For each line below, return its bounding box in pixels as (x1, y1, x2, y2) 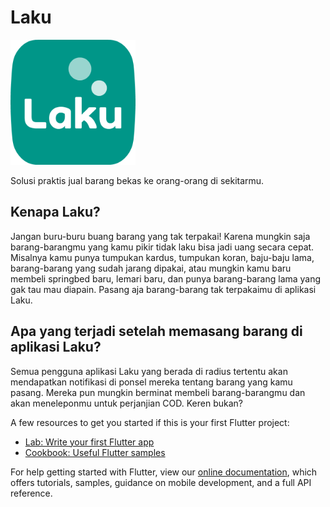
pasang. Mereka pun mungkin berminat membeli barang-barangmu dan (10, 386, 306, 398)
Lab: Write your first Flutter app (24, 436, 155, 448)
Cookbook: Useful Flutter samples (24, 446, 166, 458)
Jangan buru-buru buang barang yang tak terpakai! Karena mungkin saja (10, 230, 311, 242)
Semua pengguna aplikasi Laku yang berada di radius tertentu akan (10, 365, 288, 377)
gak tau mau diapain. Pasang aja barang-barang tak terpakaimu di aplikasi (10, 283, 317, 295)
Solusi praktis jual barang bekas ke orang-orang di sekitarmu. (10, 174, 265, 186)
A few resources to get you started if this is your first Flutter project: (10, 416, 290, 428)
